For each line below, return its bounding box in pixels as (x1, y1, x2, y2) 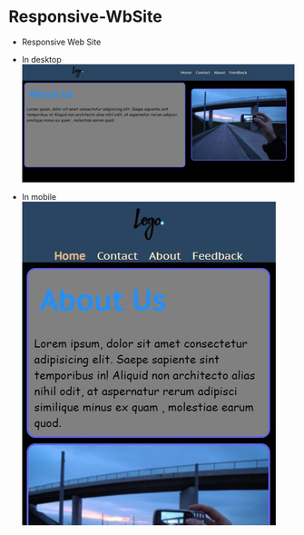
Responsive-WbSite (8, 6, 162, 27)
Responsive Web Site (21, 36, 102, 47)
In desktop (21, 54, 62, 64)
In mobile (21, 192, 56, 203)
